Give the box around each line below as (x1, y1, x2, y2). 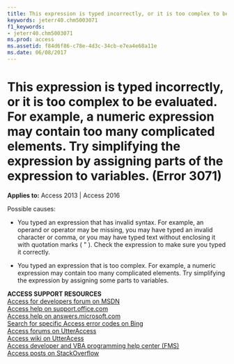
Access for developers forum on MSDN (7, 297, 120, 305)
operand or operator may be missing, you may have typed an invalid (17, 225, 213, 234)
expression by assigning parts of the (7, 153, 224, 169)
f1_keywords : (7, 23, 45, 30)
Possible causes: (7, 204, 56, 213)
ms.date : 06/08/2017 (7, 50, 68, 56)
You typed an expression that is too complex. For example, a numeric (17, 261, 216, 269)
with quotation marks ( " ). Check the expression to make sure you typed (17, 240, 226, 248)
